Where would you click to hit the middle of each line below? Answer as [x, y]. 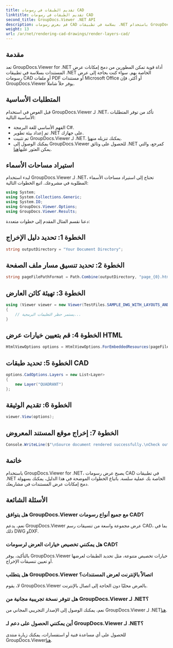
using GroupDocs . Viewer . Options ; [42, 207]
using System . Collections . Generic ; [44, 197]
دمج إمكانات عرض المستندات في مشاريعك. [47, 484]
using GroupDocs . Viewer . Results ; [42, 211]
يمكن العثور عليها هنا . [33, 149]
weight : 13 [17, 29]
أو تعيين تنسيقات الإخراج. [30, 561]
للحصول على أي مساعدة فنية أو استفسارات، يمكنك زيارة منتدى [66, 635]
